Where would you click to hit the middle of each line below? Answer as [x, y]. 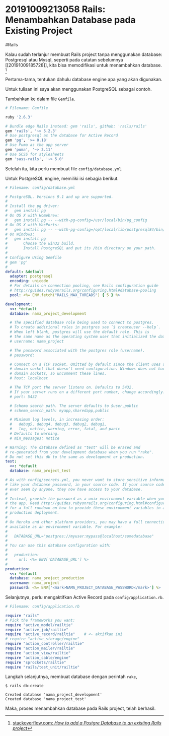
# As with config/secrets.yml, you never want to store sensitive [76, 480]
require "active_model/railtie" [39, 625]
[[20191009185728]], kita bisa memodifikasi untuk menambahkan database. [84, 65]
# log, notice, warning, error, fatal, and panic [65, 429]
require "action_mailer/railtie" [40, 648]
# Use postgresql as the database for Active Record [62, 136]
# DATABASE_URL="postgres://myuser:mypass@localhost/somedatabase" [80, 536]
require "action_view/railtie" [38, 653]
